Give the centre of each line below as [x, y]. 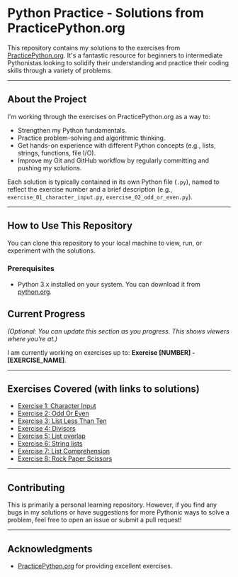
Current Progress [46, 314]
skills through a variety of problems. [60, 70]
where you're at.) [33, 339]
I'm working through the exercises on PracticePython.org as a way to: [109, 116]
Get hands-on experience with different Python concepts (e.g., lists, [117, 145]
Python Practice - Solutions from [106, 13]
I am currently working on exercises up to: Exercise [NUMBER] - [101, 352]
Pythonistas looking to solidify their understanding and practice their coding [118, 62]
